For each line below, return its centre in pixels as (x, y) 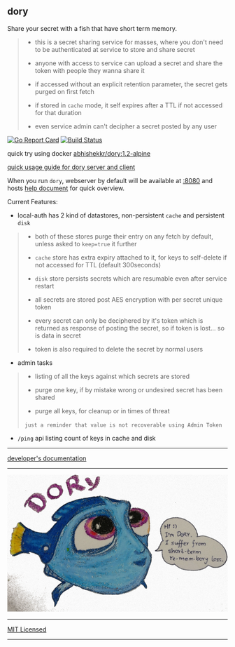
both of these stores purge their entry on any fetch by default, (124, 236)
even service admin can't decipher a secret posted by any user (126, 126)
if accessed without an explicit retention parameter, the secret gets (131, 84)
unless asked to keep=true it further (86, 244)
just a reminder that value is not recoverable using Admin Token (123, 425)
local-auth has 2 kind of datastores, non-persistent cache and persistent (121, 215)
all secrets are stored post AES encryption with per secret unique (129, 299)
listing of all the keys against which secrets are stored (112, 376)
